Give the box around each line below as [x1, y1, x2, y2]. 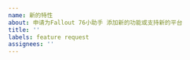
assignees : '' [8, 41, 55, 48]
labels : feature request [8, 33, 90, 41]
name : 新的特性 [8, 11, 53, 19]
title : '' [8, 26, 41, 34]
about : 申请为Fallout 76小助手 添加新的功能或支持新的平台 [8, 19, 183, 26]
